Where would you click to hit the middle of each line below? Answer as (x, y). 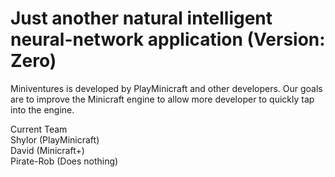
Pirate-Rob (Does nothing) (64, 161)
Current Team (39, 129)
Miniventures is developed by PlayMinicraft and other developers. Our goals (166, 88)
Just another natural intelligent (141, 18)
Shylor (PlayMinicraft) (55, 139)
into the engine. (42, 109)
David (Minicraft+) (47, 150)
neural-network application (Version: (168, 39)
